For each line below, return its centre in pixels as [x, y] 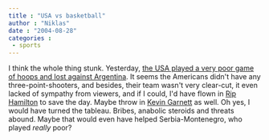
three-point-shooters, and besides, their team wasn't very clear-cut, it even [133, 86]
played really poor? [40, 128]
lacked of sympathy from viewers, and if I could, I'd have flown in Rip [122, 94]
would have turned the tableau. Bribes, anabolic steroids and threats [121, 111]
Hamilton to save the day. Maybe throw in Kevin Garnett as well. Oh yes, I [129, 102]
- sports [26, 46]
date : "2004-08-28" [43, 30]
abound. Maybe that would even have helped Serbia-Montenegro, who [125, 119]
